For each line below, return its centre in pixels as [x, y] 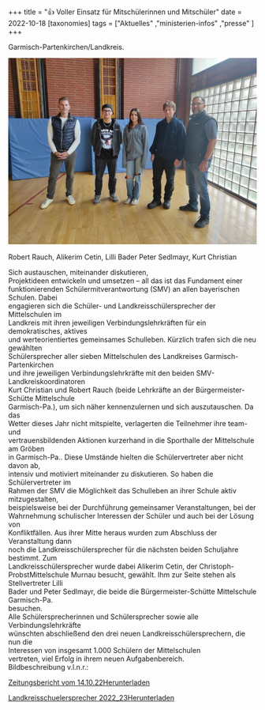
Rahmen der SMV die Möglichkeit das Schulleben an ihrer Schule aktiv [122, 491]
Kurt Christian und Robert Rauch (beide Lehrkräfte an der [101, 390]
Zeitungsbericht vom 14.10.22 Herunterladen [79, 682]
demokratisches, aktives [48, 331]
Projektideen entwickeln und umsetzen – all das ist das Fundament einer [125, 281]
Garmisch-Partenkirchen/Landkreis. [66, 47]
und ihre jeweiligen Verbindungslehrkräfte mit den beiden [101, 373]
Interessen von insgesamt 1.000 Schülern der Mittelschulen [105, 651]
